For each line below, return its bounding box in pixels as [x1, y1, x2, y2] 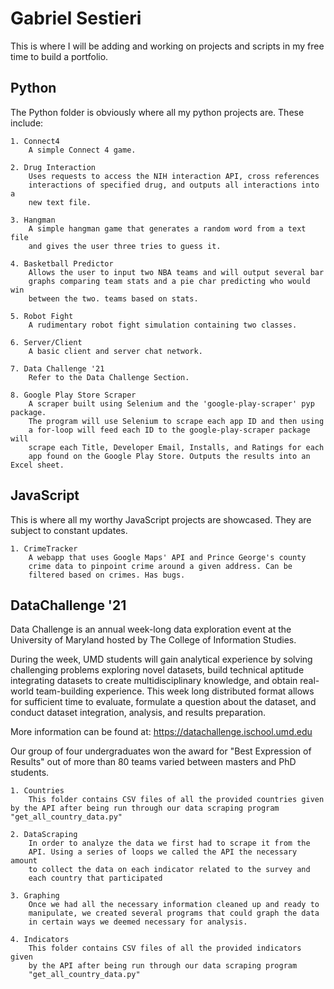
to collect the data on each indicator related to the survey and [28, 865, 311, 875]
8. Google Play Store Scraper [10, 390, 137, 400]
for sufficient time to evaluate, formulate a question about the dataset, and [10, 696, 317, 708]
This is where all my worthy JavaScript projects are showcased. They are [10, 513, 312, 526]
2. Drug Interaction [10, 162, 97, 172]
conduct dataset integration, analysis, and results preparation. [10, 707, 267, 719]
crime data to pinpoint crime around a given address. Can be [28, 561, 293, 571]
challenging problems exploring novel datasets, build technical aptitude [10, 664, 305, 676]
